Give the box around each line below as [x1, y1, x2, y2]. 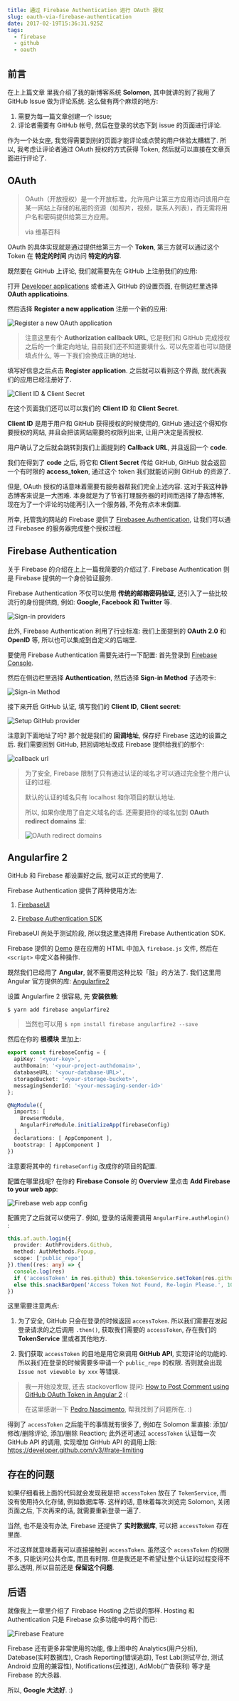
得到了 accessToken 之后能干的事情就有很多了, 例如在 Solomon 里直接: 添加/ [7, 1420, 228, 1429]
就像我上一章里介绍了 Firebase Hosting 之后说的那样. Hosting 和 [7, 1606, 195, 1614]
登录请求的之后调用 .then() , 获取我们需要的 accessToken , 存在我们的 [17, 1326, 217, 1334]
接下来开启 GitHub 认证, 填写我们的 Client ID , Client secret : [7, 702, 181, 710]
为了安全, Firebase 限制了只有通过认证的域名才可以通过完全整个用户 [24, 769, 224, 777]
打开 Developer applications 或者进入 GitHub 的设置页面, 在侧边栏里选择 [7, 282, 218, 290]
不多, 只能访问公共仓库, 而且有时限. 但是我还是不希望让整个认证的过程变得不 [7, 1555, 230, 1563]
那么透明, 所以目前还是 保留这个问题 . [7, 1563, 115, 1572]
